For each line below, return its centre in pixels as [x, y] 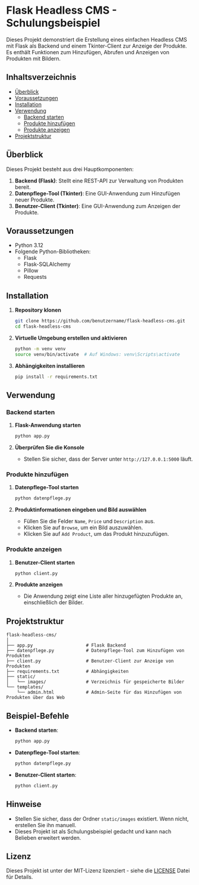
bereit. [23, 187]
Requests [35, 277]
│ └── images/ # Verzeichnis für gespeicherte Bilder [95, 682]
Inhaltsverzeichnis [41, 77]
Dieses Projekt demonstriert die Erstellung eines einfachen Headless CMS [97, 39]
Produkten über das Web [36, 698]
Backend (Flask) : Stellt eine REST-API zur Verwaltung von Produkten [99, 181]
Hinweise [24, 804]
